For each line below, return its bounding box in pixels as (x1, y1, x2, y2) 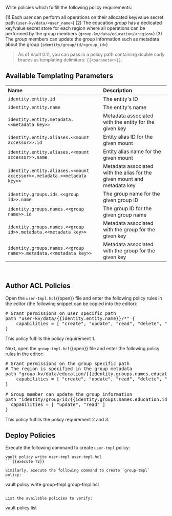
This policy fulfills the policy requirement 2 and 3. (5, 416, 110, 422)
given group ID (103, 197, 139, 204)
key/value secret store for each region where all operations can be (5, 25, 145, 31)
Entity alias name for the (103, 148, 161, 155)
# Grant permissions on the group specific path (5, 360, 130, 367)
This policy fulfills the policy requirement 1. (5, 335, 96, 341)
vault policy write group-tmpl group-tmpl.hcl (5, 481, 99, 488)
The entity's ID (103, 95, 138, 102)
